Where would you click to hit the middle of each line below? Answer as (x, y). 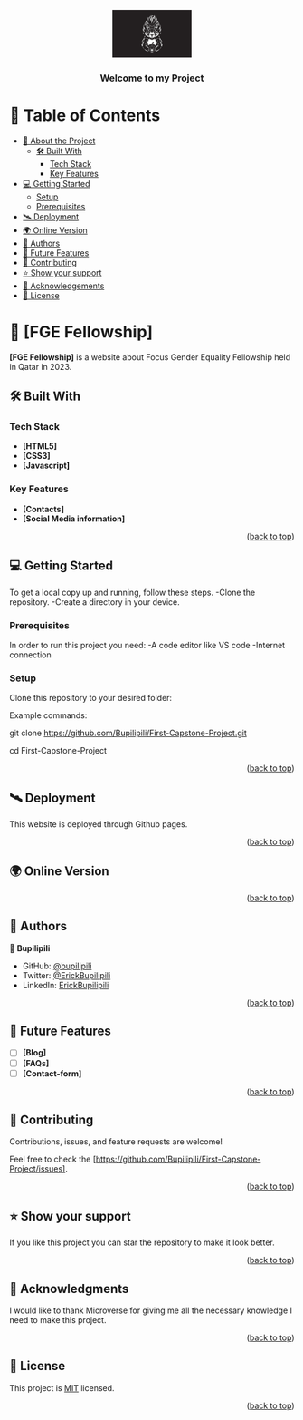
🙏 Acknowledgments (69, 1289)
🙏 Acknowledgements (63, 286)
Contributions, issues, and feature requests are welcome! (116, 1142)
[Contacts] (43, 509)
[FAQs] (36, 1063)
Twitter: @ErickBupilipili (66, 975)
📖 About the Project (59, 141)
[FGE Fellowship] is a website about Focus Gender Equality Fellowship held (150, 357)
